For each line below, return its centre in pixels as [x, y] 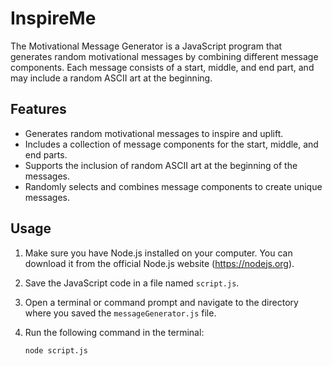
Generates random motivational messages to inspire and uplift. [154, 133]
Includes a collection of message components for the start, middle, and [171, 144]
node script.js [56, 350]
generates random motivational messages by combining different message [164, 56]
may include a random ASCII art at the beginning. [111, 78]
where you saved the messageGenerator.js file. [120, 313]
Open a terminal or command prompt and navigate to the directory [161, 302]
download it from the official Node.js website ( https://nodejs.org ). [159, 263]
